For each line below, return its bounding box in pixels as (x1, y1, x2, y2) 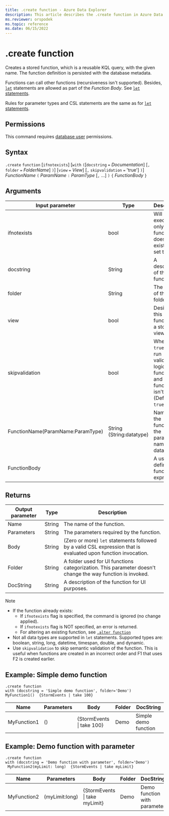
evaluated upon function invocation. (63, 550, 148, 557)
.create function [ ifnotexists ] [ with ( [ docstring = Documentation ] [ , (5, 161, 150, 167)
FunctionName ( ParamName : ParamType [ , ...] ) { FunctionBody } (5, 172, 147, 178)
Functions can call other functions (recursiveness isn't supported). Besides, (5, 80, 162, 86)
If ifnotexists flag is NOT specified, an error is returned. (20, 624, 138, 630)
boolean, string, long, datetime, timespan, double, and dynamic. (12, 640, 145, 646)
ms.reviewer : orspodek (5, 17, 53, 22)
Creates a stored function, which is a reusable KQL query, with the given (5, 65, 155, 71)
